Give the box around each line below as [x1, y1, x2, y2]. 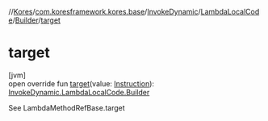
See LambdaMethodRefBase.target [8, 102, 125, 112]
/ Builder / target [12, 15, 61, 25]
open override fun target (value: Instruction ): [8, 78, 155, 88]
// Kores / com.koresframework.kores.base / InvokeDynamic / [8, 7, 202, 16]
